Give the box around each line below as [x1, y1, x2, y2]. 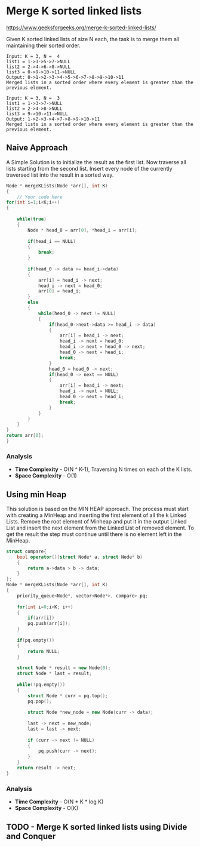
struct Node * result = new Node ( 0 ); [17, 665, 111, 671]
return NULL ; [27, 648, 60, 654]
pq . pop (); [27, 698, 52, 704]
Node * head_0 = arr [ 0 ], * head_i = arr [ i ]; [27, 227, 137, 233]
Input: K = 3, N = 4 [6, 53, 60, 59]
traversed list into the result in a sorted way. [6, 171, 114, 178]
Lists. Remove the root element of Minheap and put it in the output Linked [6, 518, 187, 525]
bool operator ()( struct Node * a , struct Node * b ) [17, 554, 143, 560]
